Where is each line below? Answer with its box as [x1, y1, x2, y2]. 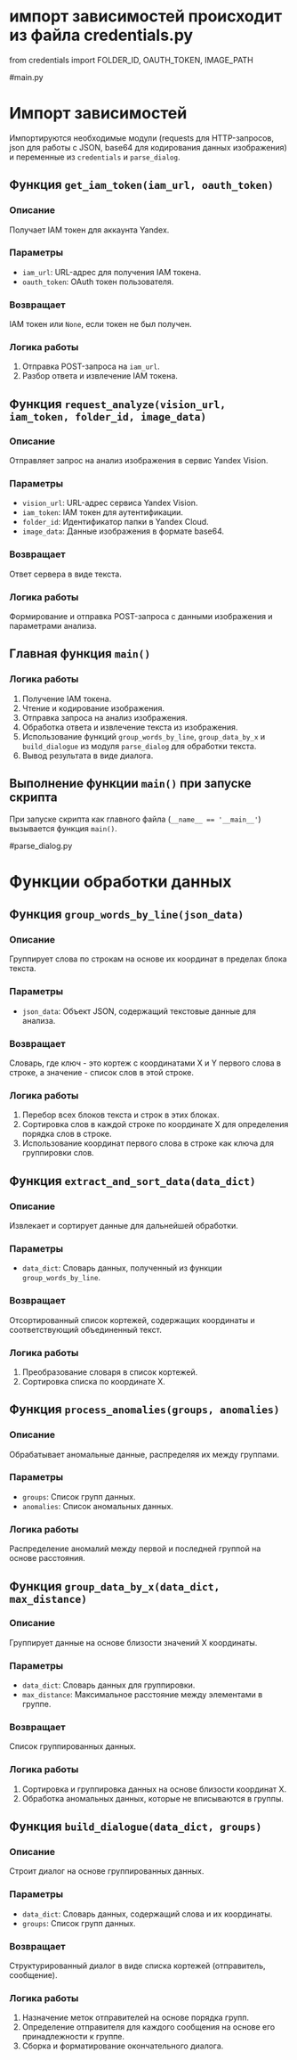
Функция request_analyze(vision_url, [9, 396, 227, 412]
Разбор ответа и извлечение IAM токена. [21, 371, 178, 381]
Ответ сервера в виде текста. [9, 568, 122, 579]
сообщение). [9, 1970, 58, 1981]
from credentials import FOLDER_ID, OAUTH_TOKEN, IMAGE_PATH [9, 54, 253, 65]
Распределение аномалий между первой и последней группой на [9, 1543, 261, 1554]
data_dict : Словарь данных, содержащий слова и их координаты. [21, 1909, 273, 1919]
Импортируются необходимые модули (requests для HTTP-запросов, [9, 132, 274, 143]
